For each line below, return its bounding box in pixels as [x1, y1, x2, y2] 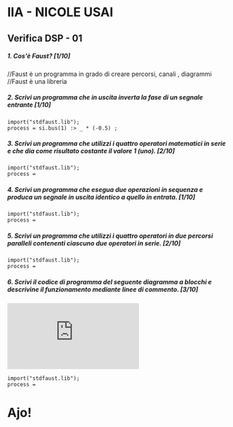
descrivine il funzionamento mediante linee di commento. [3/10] [7, 286, 199, 294]
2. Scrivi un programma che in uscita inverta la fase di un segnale [7, 93, 204, 102]
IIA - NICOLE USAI [7, 4, 114, 20]
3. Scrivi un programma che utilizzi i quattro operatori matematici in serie [7, 139, 226, 148]
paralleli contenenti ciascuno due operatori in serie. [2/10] [7, 239, 181, 248]
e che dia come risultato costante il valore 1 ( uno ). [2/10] [7, 147, 175, 155]
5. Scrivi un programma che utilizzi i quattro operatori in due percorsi [7, 231, 213, 240]
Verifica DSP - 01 [7, 32, 83, 44]
